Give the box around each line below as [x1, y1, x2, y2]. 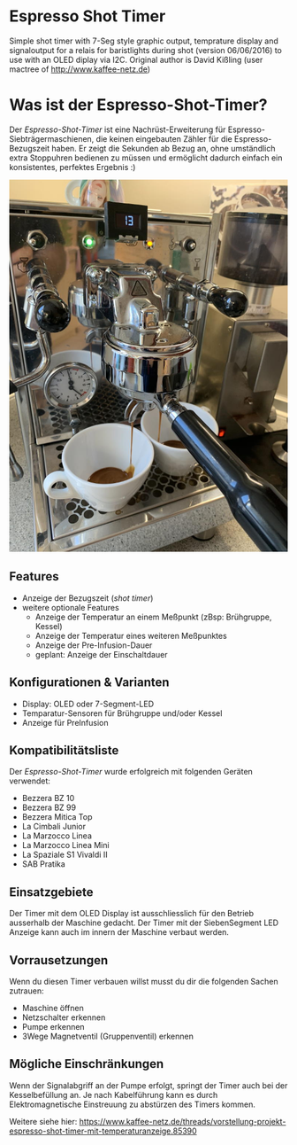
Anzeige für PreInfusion [21, 717, 109, 728]
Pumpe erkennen [21, 1021, 86, 1032]
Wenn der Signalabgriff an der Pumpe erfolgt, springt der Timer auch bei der [9, 1079, 288, 1091]
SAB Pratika [21, 859, 66, 869]
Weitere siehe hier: [9, 1116, 78, 1126]
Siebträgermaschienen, [9, 133, 95, 144]
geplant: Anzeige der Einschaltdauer [34, 649, 168, 659]
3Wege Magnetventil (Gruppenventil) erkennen [21, 1031, 194, 1041]
